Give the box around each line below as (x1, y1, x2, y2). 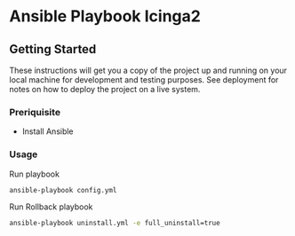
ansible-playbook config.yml (9, 185, 117, 194)
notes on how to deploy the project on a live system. (9, 84, 201, 94)
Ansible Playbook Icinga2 (9, 6, 202, 27)
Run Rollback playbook (9, 201, 93, 212)
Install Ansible (21, 126, 74, 137)
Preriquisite (9, 106, 60, 118)
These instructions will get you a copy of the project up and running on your (9, 65, 287, 75)
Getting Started (9, 42, 97, 57)
